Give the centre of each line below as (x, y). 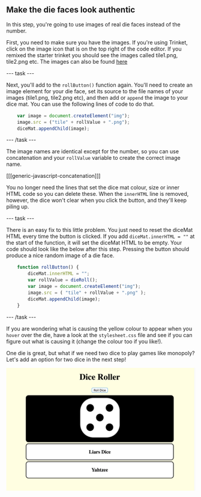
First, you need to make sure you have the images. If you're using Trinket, (97, 42)
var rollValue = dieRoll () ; (63, 280)
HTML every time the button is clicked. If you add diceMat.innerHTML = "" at (100, 236)
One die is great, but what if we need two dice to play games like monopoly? (100, 353)
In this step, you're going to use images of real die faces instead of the (94, 24)
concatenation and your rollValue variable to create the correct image (94, 158)
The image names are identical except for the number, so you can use (92, 151)
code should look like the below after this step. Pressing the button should (98, 249)
